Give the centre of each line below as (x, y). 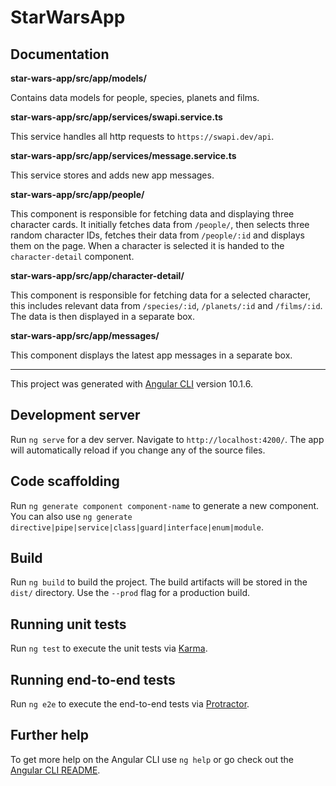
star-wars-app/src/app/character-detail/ (97, 275)
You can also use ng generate (71, 516)
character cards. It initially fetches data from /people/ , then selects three (160, 224)
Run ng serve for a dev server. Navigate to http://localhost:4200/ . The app (167, 439)
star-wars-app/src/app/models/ (78, 78)
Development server (75, 415)
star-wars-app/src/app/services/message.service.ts (123, 155)
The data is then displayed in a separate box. (103, 316)
